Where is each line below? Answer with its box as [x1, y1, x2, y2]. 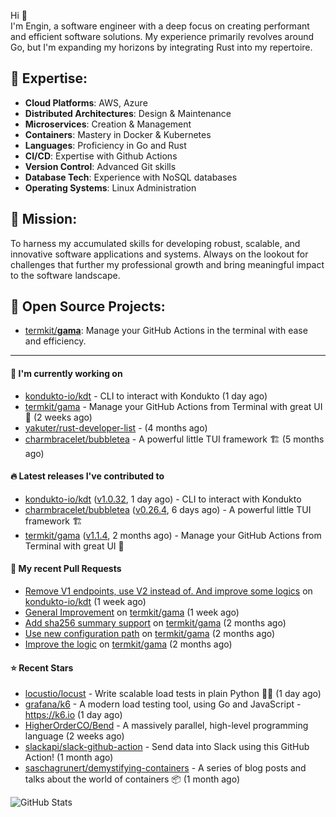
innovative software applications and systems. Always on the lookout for [10, 248, 309, 260]
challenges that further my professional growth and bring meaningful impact [10, 258, 325, 270]
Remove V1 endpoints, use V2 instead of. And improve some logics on [24, 585, 313, 597]
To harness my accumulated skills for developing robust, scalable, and [10, 237, 301, 249]
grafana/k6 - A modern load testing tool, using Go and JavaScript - [24, 698, 302, 710]
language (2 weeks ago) [24, 730, 125, 742]
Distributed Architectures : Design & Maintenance [24, 107, 232, 119]
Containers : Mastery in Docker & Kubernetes [24, 128, 212, 140]
